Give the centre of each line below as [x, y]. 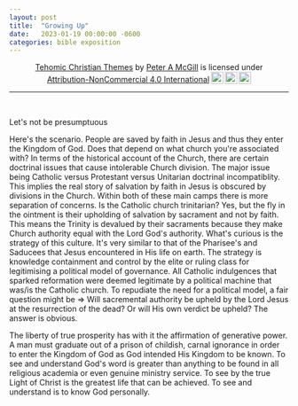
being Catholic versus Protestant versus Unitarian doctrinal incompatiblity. [145, 177]
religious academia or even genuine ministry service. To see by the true [140, 373]
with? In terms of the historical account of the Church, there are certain [139, 158]
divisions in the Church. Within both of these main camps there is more [139, 196]
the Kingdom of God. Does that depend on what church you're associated [144, 149]
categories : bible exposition [65, 42]
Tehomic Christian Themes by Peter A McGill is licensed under [149, 67]
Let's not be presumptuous [59, 122]
